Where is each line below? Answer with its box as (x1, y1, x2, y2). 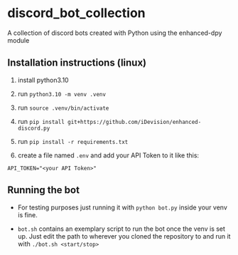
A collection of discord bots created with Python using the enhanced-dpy (7, 28, 222, 37)
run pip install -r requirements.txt (17, 137, 129, 145)
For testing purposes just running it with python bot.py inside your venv (17, 203, 227, 212)
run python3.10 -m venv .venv (17, 89, 107, 98)
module (7, 36, 30, 44)
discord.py (17, 125, 50, 132)
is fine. (17, 210, 38, 219)
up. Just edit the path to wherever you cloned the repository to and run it (17, 231, 231, 240)
